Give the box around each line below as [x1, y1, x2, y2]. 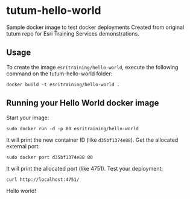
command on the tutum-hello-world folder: [6, 70, 113, 77]
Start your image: [6, 114, 49, 121]
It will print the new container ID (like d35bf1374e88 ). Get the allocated [6, 136, 179, 144]
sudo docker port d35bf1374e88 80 [6, 154, 93, 160]
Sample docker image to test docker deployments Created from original [6, 24, 185, 31]
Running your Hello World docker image [6, 98, 159, 109]
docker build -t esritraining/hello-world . [6, 81, 120, 87]
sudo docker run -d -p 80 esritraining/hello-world [6, 125, 139, 131]
